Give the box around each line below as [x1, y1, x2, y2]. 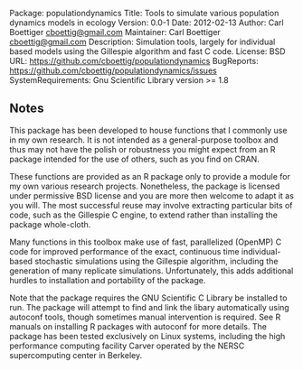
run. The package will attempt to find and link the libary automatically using [9, 301, 289, 312]
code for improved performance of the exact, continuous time [9, 245, 240, 256]
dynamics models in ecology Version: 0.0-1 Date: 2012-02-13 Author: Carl [9, 17, 284, 28]
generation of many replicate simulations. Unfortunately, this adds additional [9, 265, 294, 276]
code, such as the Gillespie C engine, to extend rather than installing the [9, 209, 279, 220]
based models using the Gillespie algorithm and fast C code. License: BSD [9, 46, 287, 57]
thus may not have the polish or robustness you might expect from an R [9, 143, 276, 154]
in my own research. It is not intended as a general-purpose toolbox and [9, 134, 279, 145]
